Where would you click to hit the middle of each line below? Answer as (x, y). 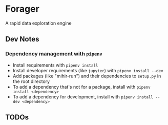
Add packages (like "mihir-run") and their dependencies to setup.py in (87, 76)
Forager (22, 9)
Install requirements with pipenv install (55, 65)
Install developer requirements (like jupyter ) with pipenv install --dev (88, 70)
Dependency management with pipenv (54, 54)
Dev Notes (22, 39)
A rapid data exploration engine (38, 23)
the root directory (31, 81)
